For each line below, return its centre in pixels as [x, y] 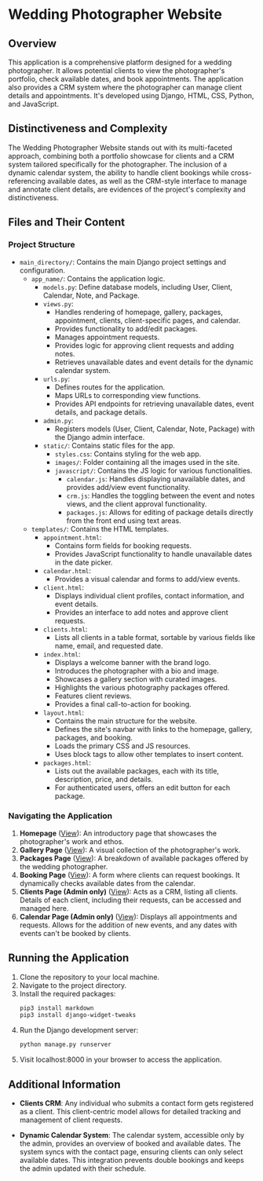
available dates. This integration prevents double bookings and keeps [132, 1161]
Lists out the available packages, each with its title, [137, 770]
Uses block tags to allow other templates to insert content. [149, 754]
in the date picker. [84, 562]
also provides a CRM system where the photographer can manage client [125, 87]
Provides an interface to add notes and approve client [141, 612]
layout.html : [64, 712]
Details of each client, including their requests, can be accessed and [130, 900]
